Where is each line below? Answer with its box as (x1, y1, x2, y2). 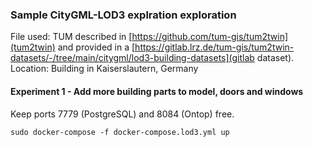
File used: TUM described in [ (10, 31, 133, 43)
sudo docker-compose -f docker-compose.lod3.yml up (10, 127, 230, 137)
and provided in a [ (57, 41, 136, 53)
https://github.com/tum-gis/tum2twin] (131, 31, 289, 43)
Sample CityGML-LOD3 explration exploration (10, 8, 237, 22)
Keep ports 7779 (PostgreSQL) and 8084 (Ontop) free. (10, 108, 235, 120)
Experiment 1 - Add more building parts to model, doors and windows (10, 85, 304, 97)
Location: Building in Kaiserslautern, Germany (10, 63, 199, 75)
